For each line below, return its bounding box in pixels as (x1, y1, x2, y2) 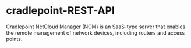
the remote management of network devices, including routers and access (6, 29, 185, 36)
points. (6, 35, 23, 42)
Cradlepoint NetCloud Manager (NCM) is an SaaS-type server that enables (6, 23, 186, 30)
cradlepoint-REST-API (6, 4, 115, 17)
